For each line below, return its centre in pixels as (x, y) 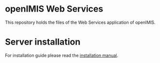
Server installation (43, 42)
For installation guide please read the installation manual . (62, 55)
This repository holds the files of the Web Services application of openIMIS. (80, 22)
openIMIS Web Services (54, 9)
